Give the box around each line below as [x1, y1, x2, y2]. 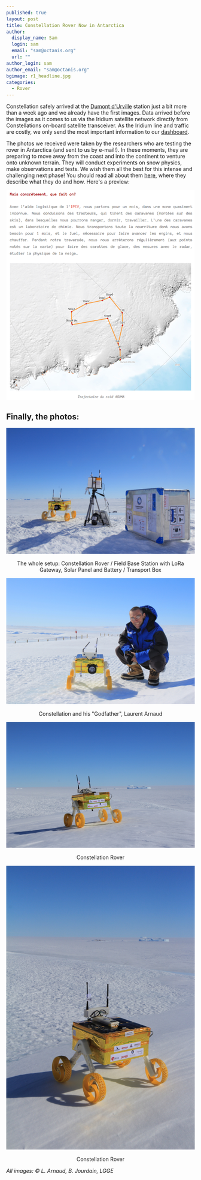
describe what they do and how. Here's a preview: [6, 178, 130, 185]
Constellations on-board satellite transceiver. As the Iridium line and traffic [6, 122, 190, 129]
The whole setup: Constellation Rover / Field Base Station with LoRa [17, 560, 184, 567]
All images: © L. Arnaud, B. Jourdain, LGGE [6, 1167, 114, 1175]
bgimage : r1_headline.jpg [6, 73, 71, 79]
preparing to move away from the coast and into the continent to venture [6, 153, 185, 160]
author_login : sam [6, 60, 52, 66]
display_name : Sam [11, 35, 58, 41]
